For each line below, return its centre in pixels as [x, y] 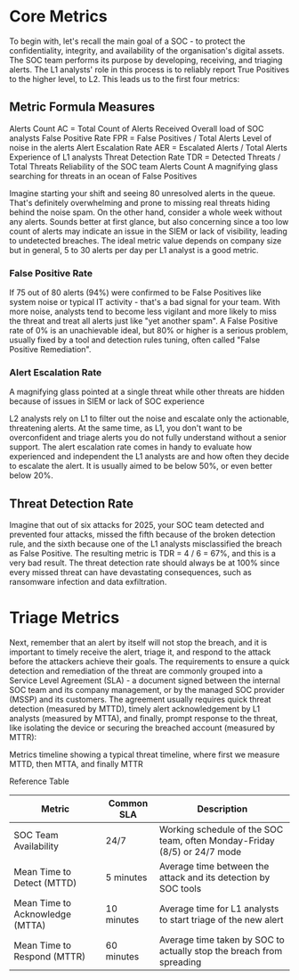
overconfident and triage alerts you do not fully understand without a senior [148, 438]
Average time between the [214, 867]
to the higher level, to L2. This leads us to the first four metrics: [125, 78]
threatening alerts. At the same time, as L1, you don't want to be [126, 428]
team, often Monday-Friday [217, 841]
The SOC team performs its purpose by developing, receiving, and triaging [146, 60]
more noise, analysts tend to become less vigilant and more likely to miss [143, 312]
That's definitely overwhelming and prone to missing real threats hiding [140, 202]
